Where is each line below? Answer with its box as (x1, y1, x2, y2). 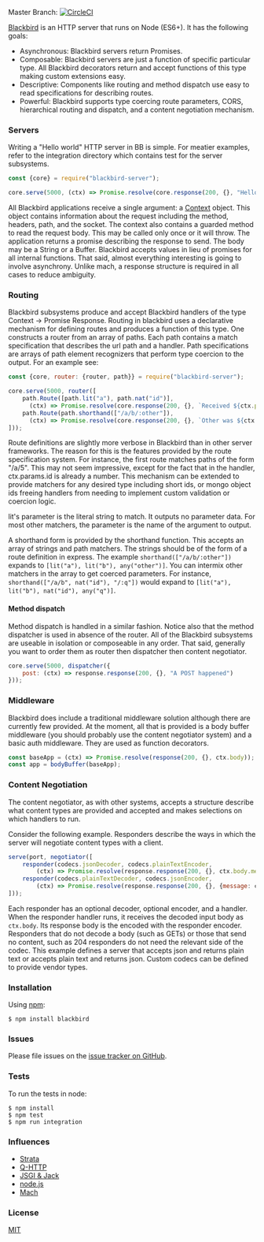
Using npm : (8, 1000, 46, 1010)
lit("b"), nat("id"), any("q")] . (8, 586, 116, 595)
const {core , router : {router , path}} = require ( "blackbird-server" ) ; (8, 373, 244, 381)
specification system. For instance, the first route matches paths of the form (8, 455, 255, 464)
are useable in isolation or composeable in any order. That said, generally (8, 638, 246, 648)
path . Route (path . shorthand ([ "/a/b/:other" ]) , (22, 409, 174, 417)
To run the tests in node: (8, 1088, 87, 1099)
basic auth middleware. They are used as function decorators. (8, 738, 210, 748)
